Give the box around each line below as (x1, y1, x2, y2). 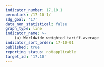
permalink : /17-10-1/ (5, 12, 51, 17)
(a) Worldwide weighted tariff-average (14, 36, 99, 41)
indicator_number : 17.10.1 (5, 7, 63, 13)
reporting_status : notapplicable (5, 49, 76, 54)
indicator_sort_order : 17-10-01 (5, 40, 74, 45)
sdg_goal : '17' (5, 17, 38, 22)
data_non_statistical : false (5, 21, 67, 27)
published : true (5, 45, 40, 50)
